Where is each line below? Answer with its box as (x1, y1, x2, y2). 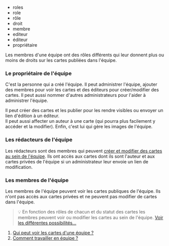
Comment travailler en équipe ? (12, 235, 79, 241)
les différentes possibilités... (17, 220, 77, 226)
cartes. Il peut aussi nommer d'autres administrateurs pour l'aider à (5, 92, 146, 98)
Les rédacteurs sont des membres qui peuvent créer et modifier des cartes (5, 148, 162, 154)
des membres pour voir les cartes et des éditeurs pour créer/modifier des (5, 87, 159, 93)
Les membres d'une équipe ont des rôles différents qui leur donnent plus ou (5, 52, 164, 58)
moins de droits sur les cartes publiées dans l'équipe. (5, 57, 117, 63)
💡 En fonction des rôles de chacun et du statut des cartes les (17, 208, 146, 215)
